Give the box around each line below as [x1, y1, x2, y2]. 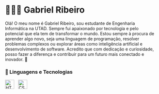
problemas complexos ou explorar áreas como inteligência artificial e [5, 41, 143, 47]
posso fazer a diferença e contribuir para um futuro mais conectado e [5, 51, 144, 57]
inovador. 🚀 [5, 56, 28, 62]
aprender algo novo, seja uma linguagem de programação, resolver [5, 36, 140, 42]
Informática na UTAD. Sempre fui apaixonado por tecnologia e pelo [5, 25, 139, 31]
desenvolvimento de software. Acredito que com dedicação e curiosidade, [5, 46, 154, 52]
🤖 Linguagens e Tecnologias [5, 68, 73, 75]
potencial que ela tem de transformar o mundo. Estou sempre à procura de [5, 31, 154, 36]
